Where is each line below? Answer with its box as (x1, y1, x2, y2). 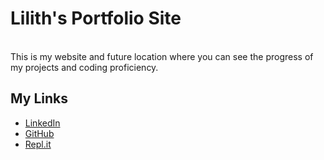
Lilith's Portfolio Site (10, 7, 182, 30)
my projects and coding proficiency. (10, 61, 159, 73)
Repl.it (24, 138, 52, 150)
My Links (10, 90, 68, 107)
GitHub (24, 127, 55, 139)
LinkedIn (24, 117, 61, 129)
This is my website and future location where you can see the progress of (10, 50, 314, 62)
